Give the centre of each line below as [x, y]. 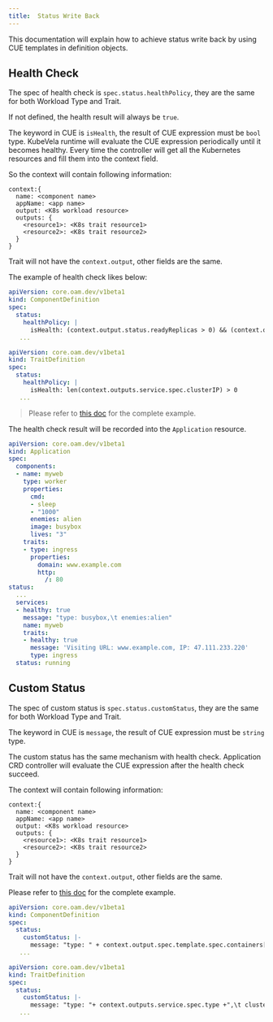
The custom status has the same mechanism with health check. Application [135, 756]
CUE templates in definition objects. [68, 48]
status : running [43, 663]
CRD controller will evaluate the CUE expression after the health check [126, 765]
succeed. [24, 774]
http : [47, 572]
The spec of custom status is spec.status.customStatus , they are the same [134, 707]
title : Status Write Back [54, 16]
